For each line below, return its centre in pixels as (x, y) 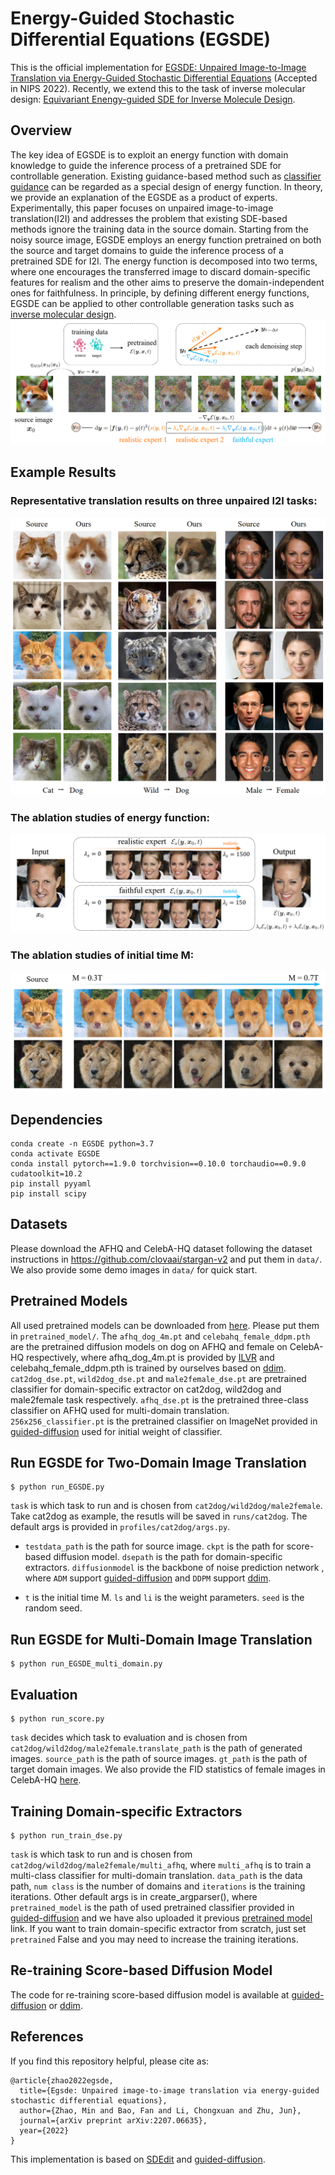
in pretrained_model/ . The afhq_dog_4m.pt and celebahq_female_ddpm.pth (160, 1336)
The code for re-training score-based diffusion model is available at (150, 1994)
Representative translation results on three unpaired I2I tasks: (164, 501)
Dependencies (56, 1119)
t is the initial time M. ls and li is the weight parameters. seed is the (164, 1598)
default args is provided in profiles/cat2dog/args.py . (120, 1527)
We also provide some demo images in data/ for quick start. (134, 1269)
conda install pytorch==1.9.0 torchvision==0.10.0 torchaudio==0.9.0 (158, 1164)
